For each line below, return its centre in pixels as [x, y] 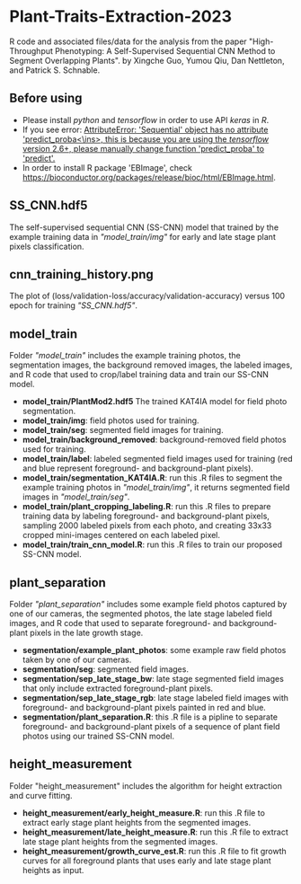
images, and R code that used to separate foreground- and [118, 623]
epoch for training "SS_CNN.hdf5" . [73, 305]
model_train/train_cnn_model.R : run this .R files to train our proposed [152, 544]
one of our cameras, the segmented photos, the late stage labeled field [141, 614]
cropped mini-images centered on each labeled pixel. [121, 535]
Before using [46, 98]
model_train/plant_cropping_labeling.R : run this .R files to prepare [146, 507]
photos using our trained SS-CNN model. [98, 736]
